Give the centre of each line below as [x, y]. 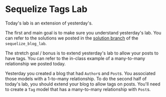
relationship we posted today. [35, 63]
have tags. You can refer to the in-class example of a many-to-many [75, 58]
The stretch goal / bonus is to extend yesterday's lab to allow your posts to [82, 53]
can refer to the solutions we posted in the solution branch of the [72, 38]
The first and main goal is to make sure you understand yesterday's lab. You [83, 32]
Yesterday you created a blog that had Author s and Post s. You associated [81, 73]
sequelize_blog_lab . [26, 43]
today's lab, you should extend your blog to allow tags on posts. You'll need [83, 84]
